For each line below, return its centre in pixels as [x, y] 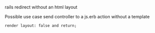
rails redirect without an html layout [41, 7]
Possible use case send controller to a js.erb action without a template [77, 16]
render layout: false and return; [41, 26]
